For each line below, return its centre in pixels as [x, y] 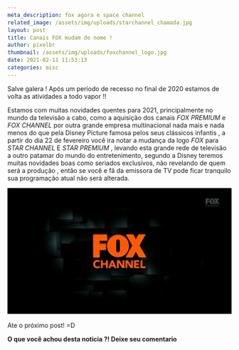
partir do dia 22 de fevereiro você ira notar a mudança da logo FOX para [113, 140]
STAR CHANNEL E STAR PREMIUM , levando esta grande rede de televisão [117, 148]
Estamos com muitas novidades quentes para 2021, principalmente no [110, 110]
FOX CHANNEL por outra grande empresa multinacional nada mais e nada [116, 125]
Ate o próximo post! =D [41, 325]
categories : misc [33, 68]
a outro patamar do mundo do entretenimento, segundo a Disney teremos [115, 155]
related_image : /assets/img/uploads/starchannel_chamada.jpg [100, 22]
